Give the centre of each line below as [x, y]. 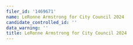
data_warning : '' [27, 28]
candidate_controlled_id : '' [42, 22]
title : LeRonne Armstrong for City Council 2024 [66, 33]
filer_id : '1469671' [31, 11]
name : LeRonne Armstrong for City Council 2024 [65, 17]
